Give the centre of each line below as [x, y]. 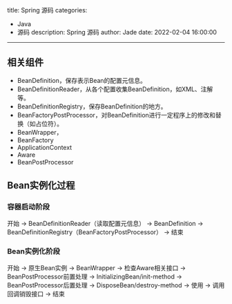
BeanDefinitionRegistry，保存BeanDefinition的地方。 [92, 106]
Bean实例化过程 [41, 186]
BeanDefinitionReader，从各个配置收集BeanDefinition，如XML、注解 [115, 89]
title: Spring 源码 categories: [47, 10]
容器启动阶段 [29, 207]
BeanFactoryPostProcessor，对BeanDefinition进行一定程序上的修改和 [116, 115]
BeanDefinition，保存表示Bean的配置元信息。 [82, 80]
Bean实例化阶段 [34, 251]
